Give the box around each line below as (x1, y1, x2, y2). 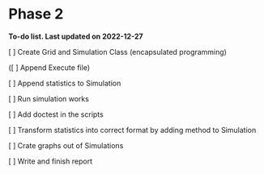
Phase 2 (8, 5, 64, 23)
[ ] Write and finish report (8, 156, 93, 166)
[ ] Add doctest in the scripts (8, 110, 104, 119)
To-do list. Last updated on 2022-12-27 (8, 31, 143, 41)
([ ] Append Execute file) (8, 62, 91, 72)
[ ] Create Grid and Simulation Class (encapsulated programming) (8, 47, 227, 56)
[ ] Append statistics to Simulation (8, 78, 121, 88)
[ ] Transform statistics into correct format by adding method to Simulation (8, 125, 257, 135)
